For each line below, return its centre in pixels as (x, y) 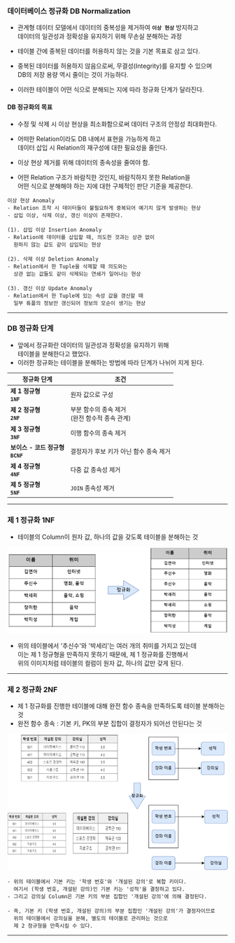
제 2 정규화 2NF (33, 689)
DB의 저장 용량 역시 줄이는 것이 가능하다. (73, 75)
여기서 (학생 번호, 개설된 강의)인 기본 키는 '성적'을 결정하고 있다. (99, 889)
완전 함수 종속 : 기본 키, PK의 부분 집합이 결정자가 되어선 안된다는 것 (110, 723)
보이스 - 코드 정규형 (37, 447)
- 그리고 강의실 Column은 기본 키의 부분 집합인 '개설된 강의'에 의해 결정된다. (107, 897)
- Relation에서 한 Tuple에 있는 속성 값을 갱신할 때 (75, 296)
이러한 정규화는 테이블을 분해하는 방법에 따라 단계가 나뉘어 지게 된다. (111, 362)
